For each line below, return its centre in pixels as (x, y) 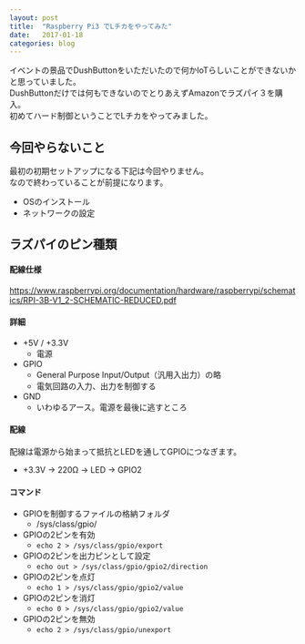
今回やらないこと (57, 147)
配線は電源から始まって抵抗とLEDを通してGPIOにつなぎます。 (126, 452)
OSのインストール (56, 202)
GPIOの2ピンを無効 (59, 619)
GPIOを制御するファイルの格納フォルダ (96, 514)
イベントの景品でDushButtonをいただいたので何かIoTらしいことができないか (153, 70)
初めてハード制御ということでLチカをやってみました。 (111, 116)
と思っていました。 (46, 82)
